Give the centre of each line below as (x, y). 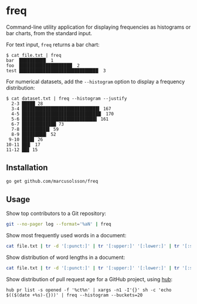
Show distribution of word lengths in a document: (66, 257)
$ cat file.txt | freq (34, 55)
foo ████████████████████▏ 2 (43, 66)
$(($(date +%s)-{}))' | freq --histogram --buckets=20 (74, 295)
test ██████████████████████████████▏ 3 (56, 71)
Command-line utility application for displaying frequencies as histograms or (98, 27)
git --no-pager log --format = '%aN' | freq (59, 224)
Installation (27, 168)
